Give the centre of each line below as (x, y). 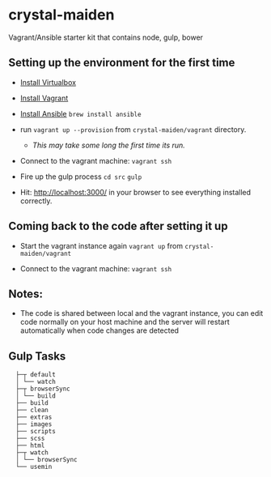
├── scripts (36, 432)
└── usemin (34, 467)
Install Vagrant (44, 98)
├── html (30, 446)
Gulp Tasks (37, 356)
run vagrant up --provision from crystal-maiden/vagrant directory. (133, 129)
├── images (34, 424)
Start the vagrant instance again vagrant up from (102, 245)
